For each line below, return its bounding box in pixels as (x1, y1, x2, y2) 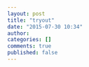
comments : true (7, 43, 52, 50)
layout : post (7, 10, 46, 17)
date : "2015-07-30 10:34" (7, 23, 83, 30)
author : (7, 29, 30, 37)
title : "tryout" (7, 17, 55, 24)
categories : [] (7, 36, 52, 43)
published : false (7, 50, 58, 57)
